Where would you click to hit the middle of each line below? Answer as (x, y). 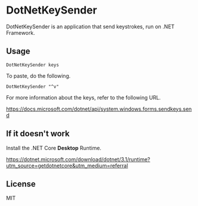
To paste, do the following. (38, 76)
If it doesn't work (38, 134)
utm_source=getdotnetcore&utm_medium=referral (67, 165)
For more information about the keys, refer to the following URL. (83, 97)
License (21, 184)
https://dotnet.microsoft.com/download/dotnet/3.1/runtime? (78, 159)
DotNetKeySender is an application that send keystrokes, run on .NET (90, 26)
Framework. (21, 32)
